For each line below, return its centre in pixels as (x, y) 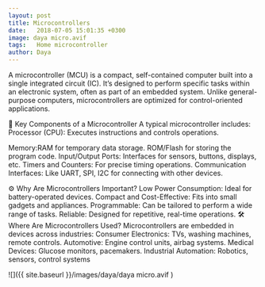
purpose (22, 100)
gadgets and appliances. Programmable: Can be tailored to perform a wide (130, 205)
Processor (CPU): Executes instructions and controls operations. (114, 132)
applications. (29, 109)
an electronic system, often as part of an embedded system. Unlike (118, 92)
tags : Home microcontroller (58, 45)
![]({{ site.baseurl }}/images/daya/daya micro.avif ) (91, 275)
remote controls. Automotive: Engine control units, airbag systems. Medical (131, 242)
